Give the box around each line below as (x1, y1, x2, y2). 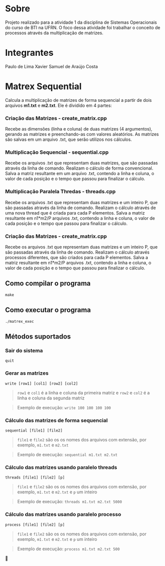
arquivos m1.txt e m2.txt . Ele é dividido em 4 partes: (5, 102, 112, 108)
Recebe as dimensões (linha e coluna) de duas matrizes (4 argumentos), (5, 126, 153, 132)
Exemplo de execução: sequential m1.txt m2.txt (17, 451, 118, 457)
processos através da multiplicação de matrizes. (5, 30, 103, 36)
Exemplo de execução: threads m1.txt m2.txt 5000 (17, 499, 122, 505)
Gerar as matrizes (5, 370, 49, 377)
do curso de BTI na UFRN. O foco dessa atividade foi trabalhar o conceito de (5, 24, 161, 30)
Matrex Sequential (5, 81, 82, 92)
